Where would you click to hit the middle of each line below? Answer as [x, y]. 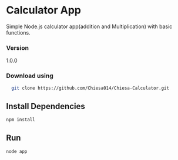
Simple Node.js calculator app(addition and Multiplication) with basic [89, 26]
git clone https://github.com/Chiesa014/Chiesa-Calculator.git [90, 88]
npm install [21, 120]
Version [18, 47]
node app [17, 151]
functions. [18, 32]
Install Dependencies [46, 106]
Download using [30, 76]
